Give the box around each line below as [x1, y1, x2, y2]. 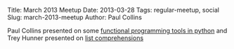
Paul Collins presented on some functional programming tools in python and [7, 27, 228, 35]
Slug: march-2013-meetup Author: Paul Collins [7, 13, 143, 21]
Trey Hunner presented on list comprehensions [7, 34, 144, 42]
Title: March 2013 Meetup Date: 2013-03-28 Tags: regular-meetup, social [7, 6, 220, 14]
